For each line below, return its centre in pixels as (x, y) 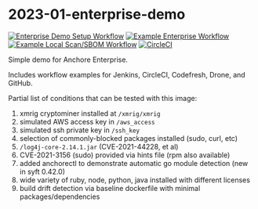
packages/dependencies (60, 196)
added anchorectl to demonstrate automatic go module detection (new (134, 163)
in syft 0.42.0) (42, 171)
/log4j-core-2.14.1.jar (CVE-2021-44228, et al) (99, 146)
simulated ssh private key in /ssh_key (79, 130)
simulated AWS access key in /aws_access (87, 121)
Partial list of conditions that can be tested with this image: (103, 98)
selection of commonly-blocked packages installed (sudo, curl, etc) (128, 138)
